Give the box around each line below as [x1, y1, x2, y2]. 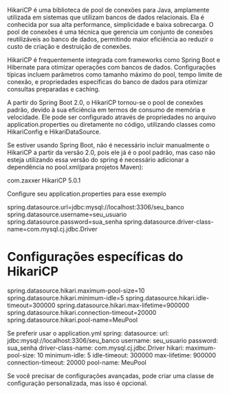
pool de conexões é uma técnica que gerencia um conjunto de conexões [7, 28, 213, 36]
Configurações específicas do [7, 249, 184, 265]
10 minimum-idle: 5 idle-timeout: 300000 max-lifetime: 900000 [36, 351, 217, 359]
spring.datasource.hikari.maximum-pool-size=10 [7, 286, 145, 295]
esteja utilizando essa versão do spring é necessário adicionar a [7, 156, 189, 164]
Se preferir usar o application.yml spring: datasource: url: [7, 329, 169, 337]
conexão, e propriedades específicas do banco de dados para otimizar [7, 78, 208, 85]
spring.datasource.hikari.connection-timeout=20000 [7, 308, 157, 316]
